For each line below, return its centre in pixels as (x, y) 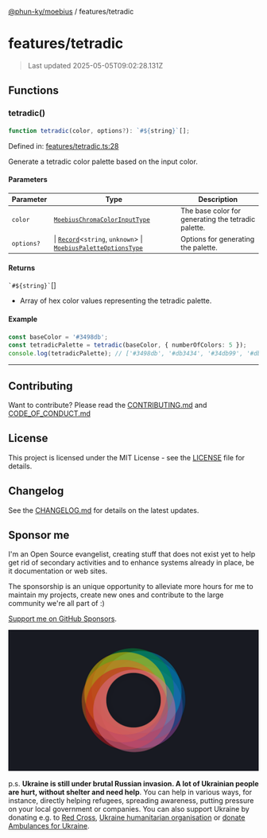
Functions (34, 91)
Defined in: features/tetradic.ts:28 (64, 145)
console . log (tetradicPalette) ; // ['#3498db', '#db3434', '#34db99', (126, 354)
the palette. (199, 247)
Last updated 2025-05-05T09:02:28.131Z (95, 65)
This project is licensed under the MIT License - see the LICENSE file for (126, 457)
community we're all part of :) (56, 603)
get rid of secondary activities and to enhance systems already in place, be (131, 563)
